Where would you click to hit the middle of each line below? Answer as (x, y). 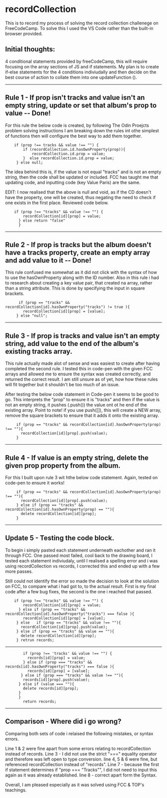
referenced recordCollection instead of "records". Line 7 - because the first (82, 764)
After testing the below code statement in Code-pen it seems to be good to (82, 394)
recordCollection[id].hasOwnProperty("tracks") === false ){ (70, 614)
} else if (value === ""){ (46, 684)
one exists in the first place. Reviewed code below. (57, 203)
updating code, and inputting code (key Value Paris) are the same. (73, 182)
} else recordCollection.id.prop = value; (69, 158)
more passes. (19, 571)
